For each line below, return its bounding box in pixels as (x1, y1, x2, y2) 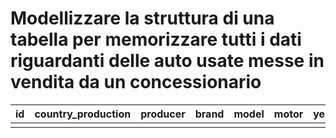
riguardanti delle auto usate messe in (10, 50, 325, 72)
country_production (34, 107, 132, 121)
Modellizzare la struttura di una (10, 7, 275, 30)
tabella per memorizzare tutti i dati (10, 28, 302, 51)
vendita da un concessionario (10, 71, 262, 94)
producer (140, 107, 186, 121)
